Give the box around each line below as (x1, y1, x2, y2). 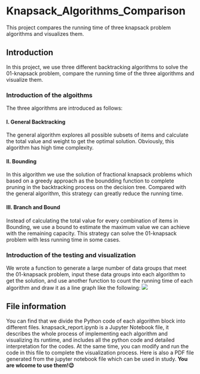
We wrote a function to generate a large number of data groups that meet (6, 264, 187, 271)
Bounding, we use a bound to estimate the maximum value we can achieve (6, 223, 190, 230)
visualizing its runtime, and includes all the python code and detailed (6, 336, 175, 344)
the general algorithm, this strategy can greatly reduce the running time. (6, 190, 184, 197)
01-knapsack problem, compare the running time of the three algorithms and (6, 70, 195, 77)
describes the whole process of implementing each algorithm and (6, 330, 168, 337)
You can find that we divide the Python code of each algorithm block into (6, 317, 186, 324)
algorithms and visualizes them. (6, 30, 85, 37)
